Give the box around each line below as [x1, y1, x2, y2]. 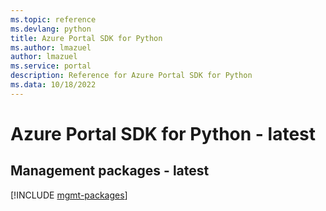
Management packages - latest [10, 162, 210, 180]
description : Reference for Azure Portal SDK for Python [10, 71, 253, 81]
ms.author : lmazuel [10, 42, 92, 53]
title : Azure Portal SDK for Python [10, 33, 163, 43]
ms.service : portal [10, 61, 92, 71]
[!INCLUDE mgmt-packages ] [10, 189, 128, 201]
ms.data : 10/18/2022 [10, 80, 97, 90]
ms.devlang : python [10, 24, 92, 34]
